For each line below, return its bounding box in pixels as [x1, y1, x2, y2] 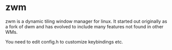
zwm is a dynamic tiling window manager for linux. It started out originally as [5, 18, 167, 24]
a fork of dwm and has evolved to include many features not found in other [5, 23, 164, 29]
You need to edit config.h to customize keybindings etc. [5, 38, 123, 44]
